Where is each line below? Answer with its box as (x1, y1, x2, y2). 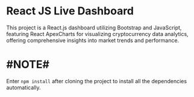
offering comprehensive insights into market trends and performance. (6, 37, 180, 44)
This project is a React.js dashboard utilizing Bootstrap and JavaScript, (6, 24, 182, 31)
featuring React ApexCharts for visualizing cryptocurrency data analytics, (6, 30, 189, 37)
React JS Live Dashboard (6, 4, 134, 18)
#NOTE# (6, 58, 50, 71)
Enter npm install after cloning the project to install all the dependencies (6, 77, 187, 84)
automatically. (6, 84, 41, 91)
